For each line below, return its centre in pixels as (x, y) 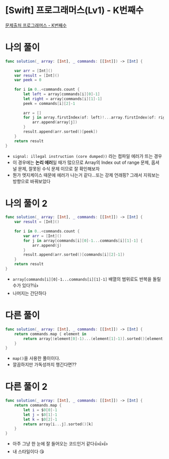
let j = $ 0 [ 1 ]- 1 (40, 415)
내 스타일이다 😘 (28, 451)
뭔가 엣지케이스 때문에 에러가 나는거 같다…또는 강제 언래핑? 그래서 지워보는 (86, 175)
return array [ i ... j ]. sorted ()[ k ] (58, 424)
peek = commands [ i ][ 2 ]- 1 (49, 103)
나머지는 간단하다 (29, 293)
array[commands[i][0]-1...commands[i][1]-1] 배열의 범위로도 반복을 (82, 279)
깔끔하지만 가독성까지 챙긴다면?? (45, 365)
